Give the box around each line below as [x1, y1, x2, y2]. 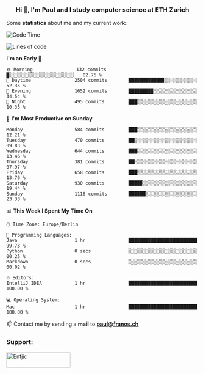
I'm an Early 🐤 [6, 55, 42, 62]
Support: [6, 338, 33, 346]
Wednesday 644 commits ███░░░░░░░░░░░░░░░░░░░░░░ [6, 148, 198, 155]
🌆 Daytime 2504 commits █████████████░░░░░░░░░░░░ [6, 78, 198, 84]
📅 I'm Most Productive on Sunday [6, 115, 93, 122]
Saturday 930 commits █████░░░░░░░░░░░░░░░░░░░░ [6, 180, 198, 186]
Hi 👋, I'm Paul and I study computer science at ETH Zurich [15, 5, 189, 14]
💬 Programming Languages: [6, 232, 72, 238]
